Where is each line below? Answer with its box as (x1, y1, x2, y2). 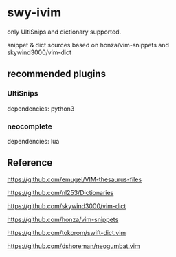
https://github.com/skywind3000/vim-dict (7, 201, 126, 210)
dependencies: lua (7, 137, 60, 145)
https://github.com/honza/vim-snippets (7, 215, 119, 223)
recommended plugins (7, 68, 107, 80)
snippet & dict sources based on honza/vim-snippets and (7, 41, 170, 49)
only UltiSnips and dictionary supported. (7, 27, 122, 36)
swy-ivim (7, 5, 62, 21)
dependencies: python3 (7, 104, 75, 113)
